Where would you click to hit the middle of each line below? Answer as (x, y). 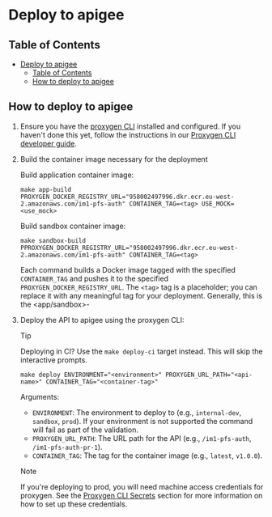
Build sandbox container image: (73, 226)
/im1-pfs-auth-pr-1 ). (67, 447)
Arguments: (39, 396)
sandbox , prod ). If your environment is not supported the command (142, 421)
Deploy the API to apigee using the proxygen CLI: (102, 320)
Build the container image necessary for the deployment (114, 159)
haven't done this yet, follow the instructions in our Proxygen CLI (128, 134)
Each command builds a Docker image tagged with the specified (128, 269)
